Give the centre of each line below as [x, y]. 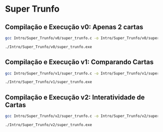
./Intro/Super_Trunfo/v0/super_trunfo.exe [49, 47]
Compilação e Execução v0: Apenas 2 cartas [74, 27]
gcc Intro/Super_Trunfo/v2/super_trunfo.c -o [52, 116]
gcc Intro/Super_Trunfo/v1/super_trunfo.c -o [52, 73]
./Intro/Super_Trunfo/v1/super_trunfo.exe [49, 82]
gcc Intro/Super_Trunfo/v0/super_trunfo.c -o [52, 38]
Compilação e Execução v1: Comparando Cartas [79, 62]
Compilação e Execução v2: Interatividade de [75, 97]
